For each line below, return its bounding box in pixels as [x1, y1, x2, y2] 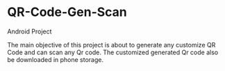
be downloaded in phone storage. [7, 55, 104, 63]
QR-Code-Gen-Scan [7, 4, 127, 20]
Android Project [7, 27, 52, 35]
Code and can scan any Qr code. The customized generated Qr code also [7, 48, 219, 56]
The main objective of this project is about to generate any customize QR [7, 40, 216, 49]
